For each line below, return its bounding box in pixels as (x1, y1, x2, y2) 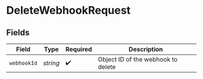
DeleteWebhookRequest (6, 4, 131, 17)
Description (129, 45, 163, 53)
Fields (6, 28, 30, 38)
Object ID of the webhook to (97, 55, 178, 63)
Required (65, 45, 92, 53)
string (43, 59, 60, 67)
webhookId (9, 60, 37, 66)
